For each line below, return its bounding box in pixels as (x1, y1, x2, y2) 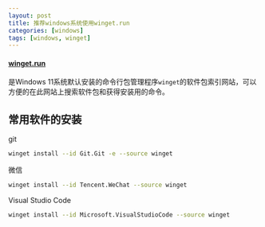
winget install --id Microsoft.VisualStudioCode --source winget (8, 211, 230, 219)
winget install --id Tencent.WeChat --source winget (8, 181, 188, 190)
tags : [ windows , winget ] (8, 33, 91, 42)
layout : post (8, 11, 52, 20)
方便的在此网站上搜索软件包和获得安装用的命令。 (8, 87, 169, 96)
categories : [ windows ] (8, 26, 84, 34)
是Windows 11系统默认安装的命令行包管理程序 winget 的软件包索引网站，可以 (8, 77, 257, 87)
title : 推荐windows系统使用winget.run (8, 19, 130, 27)
